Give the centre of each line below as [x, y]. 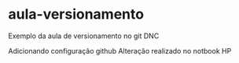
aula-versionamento [76, 14]
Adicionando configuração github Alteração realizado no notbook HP [120, 51]
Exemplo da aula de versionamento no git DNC [84, 36]
